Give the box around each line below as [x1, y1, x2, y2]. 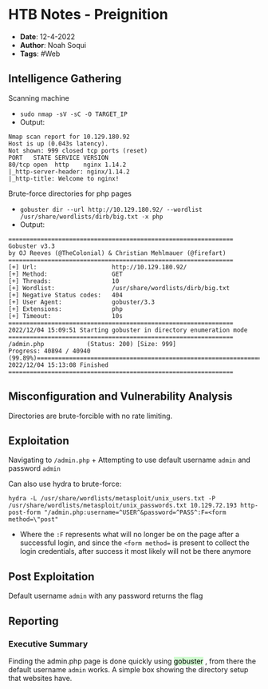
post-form [8, 508, 41, 517]
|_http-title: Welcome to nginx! [8, 174, 120, 182]
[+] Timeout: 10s [8, 312, 124, 320]
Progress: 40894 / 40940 [8, 347, 91, 355]
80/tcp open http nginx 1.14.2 [8, 161, 127, 169]
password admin [8, 464, 61, 473]
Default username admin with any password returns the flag [8, 591, 203, 601]
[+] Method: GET [8, 270, 124, 278]
